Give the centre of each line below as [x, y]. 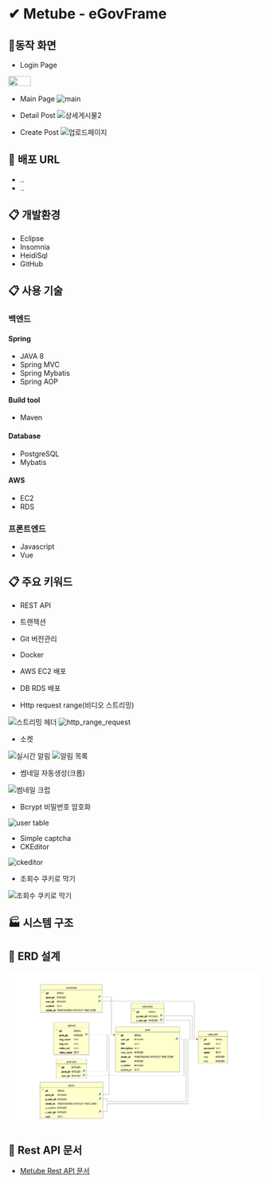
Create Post [39, 132]
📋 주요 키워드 [41, 582]
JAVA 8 [32, 357]
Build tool [24, 400]
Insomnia [35, 246]
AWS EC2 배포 [43, 671]
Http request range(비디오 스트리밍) [77, 705]
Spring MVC [40, 365]
